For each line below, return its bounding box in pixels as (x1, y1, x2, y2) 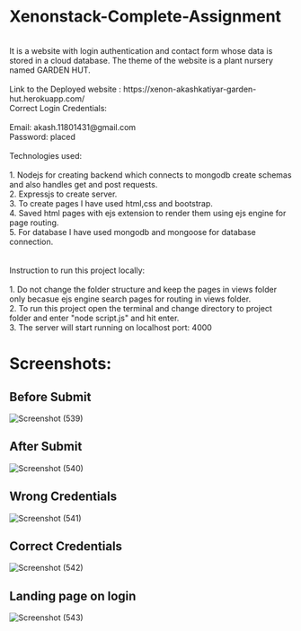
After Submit (9, 439, 83, 454)
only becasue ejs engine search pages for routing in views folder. (9, 294, 252, 304)
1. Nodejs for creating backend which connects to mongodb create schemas (9, 169, 292, 180)
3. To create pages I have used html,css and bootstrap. (9, 197, 214, 208)
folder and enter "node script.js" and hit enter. (9, 312, 180, 323)
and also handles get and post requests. (9, 179, 158, 189)
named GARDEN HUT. (9, 65, 92, 75)
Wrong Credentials (9, 489, 118, 504)
